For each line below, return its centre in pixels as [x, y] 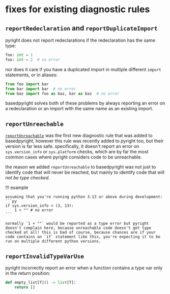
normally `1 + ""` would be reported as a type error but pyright [77, 224]
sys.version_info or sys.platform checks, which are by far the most [77, 152]
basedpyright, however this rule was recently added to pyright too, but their [84, 141]
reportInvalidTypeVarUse [45, 256]
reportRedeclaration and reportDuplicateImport [81, 28]
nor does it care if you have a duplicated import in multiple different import [83, 69]
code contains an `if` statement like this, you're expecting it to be [83, 237]
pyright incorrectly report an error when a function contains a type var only [84, 268]
